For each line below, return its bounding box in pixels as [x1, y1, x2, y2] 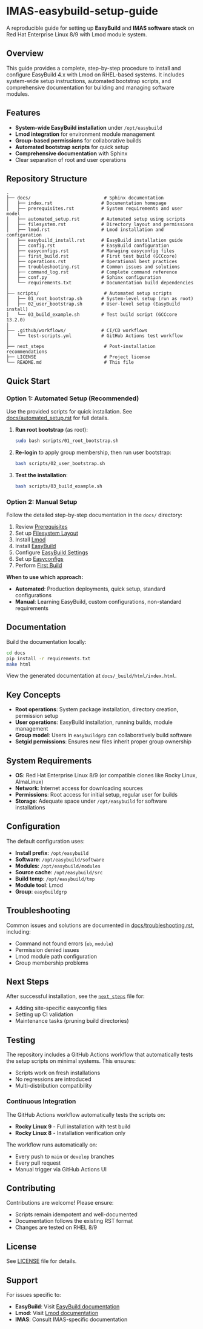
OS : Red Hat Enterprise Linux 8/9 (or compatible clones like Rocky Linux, [15, 772, 198, 779]
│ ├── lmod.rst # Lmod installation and [6, 227, 164, 233]
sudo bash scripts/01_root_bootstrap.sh [15, 438, 119, 444]
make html [6, 661, 32, 668]
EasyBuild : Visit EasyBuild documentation [15, 1303, 120, 1310]
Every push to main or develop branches [15, 1153, 115, 1160]
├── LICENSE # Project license [6, 354, 150, 360]
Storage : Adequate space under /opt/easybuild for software [15, 797, 167, 805]
